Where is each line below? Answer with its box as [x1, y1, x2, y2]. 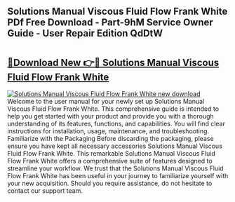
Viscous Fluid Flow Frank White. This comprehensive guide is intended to [7, 105, 220, 113]
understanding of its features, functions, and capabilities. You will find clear [7, 119, 226, 128]
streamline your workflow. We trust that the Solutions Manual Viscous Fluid [7, 164, 224, 173]
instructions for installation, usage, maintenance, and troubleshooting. [7, 127, 209, 135]
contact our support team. [7, 187, 83, 195]
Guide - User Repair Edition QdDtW [7, 27, 163, 39]
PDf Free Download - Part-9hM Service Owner [7, 17, 214, 29]
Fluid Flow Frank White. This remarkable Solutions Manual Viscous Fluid [7, 149, 215, 157]
